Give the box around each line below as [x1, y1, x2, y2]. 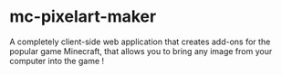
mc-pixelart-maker [9, 6, 157, 27]
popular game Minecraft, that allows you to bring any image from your [9, 45, 273, 56]
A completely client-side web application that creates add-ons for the [9, 36, 271, 47]
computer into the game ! [9, 55, 105, 66]
